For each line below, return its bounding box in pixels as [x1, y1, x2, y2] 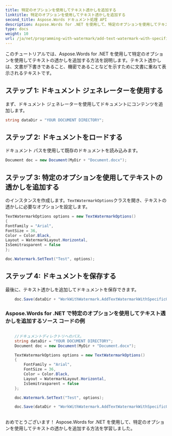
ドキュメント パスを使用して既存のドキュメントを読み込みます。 [5, 147, 141, 154]
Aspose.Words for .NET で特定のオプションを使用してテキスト [5, 310, 161, 317]
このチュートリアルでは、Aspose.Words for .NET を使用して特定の [5, 51, 146, 57]
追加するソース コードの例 [21, 317, 85, 324]
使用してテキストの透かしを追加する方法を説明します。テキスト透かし [14, 57, 162, 63]
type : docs [5, 27, 29, 32]
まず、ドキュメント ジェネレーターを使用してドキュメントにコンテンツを [5, 101, 159, 107]
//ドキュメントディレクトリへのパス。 [14, 334, 84, 339]
